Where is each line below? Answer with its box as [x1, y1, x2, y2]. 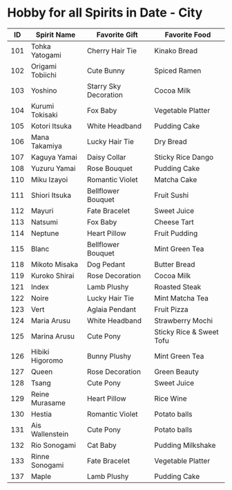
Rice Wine [154, 393, 188, 403]
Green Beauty [154, 367, 199, 376]
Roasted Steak [154, 282, 202, 291]
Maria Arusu [30, 316, 71, 325]
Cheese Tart [154, 217, 195, 226]
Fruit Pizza [154, 305, 188, 314]
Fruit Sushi [154, 190, 189, 200]
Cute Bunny [86, 66, 126, 75]
